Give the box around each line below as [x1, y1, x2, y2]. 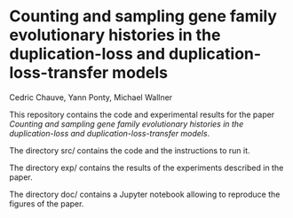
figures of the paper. [9, 198, 84, 209]
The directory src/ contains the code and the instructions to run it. [9, 144, 250, 156]
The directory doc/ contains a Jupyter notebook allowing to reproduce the [9, 189, 281, 199]
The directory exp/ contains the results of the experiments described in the [9, 162, 284, 173]
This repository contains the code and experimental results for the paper [9, 109, 275, 120]
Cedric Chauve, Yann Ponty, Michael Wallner [9, 91, 173, 103]
